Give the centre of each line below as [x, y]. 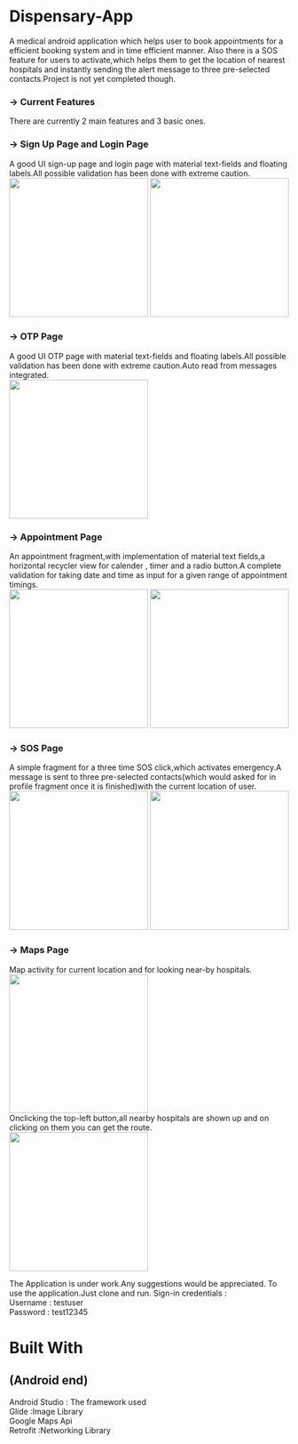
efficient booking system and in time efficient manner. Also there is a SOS [143, 50]
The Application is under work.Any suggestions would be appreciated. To [143, 1283]
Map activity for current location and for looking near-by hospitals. [131, 969]
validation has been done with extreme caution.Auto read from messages [143, 365]
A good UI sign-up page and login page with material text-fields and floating [149, 164]
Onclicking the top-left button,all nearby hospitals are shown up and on [139, 1118]
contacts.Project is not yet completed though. [92, 78]
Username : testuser [47, 1302]
